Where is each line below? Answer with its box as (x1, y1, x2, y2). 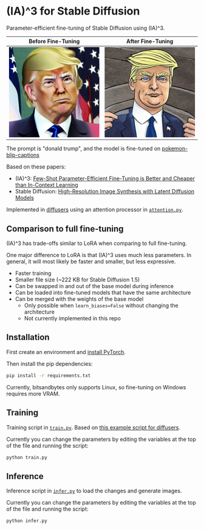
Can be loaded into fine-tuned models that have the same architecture (15, 289, 191, 296)
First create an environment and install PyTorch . (6, 348, 126, 355)
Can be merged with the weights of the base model (15, 295, 144, 303)
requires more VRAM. (6, 390, 60, 397)
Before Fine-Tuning (28, 38, 80, 45)
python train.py (6, 454, 47, 460)
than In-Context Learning (15, 181, 78, 189)
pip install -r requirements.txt (6, 372, 91, 378)
